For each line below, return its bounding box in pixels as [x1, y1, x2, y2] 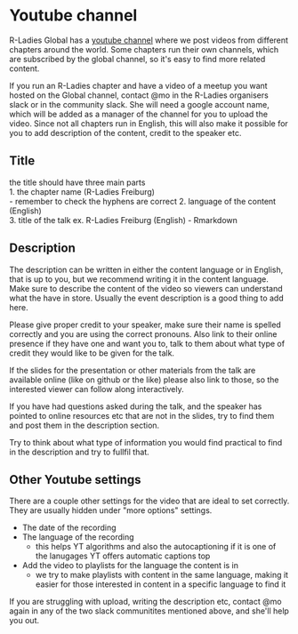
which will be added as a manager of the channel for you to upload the [9, 108, 269, 119]
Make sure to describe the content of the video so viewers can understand [9, 283, 283, 293]
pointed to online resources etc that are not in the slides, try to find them [9, 410, 275, 421]
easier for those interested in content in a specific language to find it [35, 579, 286, 590]
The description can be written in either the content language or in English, [9, 264, 284, 275]
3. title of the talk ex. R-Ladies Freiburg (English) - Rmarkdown [9, 214, 238, 225]
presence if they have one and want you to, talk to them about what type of [9, 338, 286, 349]
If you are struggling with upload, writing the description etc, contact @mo [9, 597, 282, 607]
